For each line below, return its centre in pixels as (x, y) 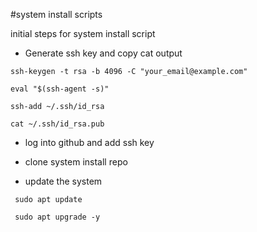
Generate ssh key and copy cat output (103, 53)
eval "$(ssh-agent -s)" (60, 89)
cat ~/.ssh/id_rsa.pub (57, 124)
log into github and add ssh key (89, 142)
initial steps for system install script (83, 33)
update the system (63, 181)
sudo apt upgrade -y (57, 217)
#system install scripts (56, 14)
